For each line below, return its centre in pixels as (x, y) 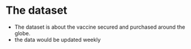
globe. (22, 33)
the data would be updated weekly (57, 39)
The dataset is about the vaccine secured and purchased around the (100, 27)
